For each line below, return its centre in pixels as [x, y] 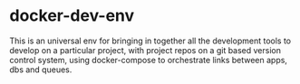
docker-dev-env [72, 16]
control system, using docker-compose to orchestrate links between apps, [149, 60]
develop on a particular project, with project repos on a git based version [145, 50]
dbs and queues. [41, 70]
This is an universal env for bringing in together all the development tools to [150, 41]
